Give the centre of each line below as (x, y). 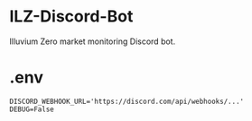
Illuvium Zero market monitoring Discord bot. (93, 41)
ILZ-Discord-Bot (71, 17)
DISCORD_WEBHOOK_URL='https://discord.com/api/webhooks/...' (127, 101)
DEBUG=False (32, 109)
